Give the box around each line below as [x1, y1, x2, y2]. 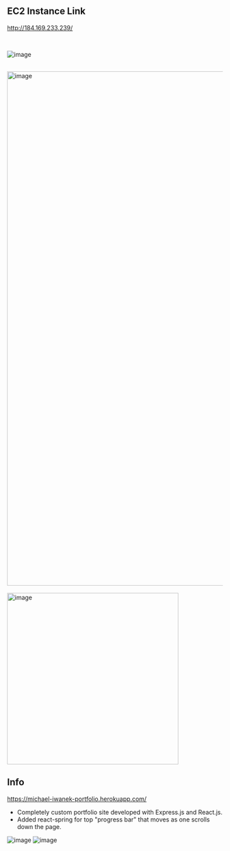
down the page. [16, 822, 62, 830]
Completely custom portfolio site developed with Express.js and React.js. [16, 808, 222, 816]
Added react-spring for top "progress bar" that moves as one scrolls [16, 815, 210, 824]
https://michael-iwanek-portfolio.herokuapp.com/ [7, 795, 147, 803]
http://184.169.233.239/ [7, 23, 73, 32]
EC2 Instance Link [7, 5, 86, 17]
